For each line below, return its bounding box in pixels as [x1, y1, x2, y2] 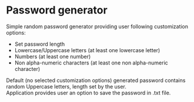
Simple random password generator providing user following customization [6, 23, 189, 30]
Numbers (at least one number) [14, 53, 91, 60]
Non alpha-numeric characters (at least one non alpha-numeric [14, 59, 169, 66]
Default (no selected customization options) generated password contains [6, 77, 186, 84]
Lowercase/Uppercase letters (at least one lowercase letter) [14, 46, 160, 53]
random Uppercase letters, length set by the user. [6, 83, 126, 90]
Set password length [14, 40, 65, 47]
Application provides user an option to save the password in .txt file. [6, 89, 171, 96]
